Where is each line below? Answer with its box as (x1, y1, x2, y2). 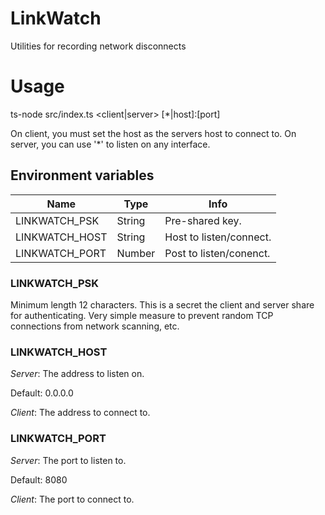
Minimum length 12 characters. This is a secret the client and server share (10, 298, 315, 311)
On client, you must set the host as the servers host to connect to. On (10, 127, 297, 139)
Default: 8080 (10, 473, 68, 486)
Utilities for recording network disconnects (10, 40, 187, 52)
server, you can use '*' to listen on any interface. (10, 138, 211, 150)
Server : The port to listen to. (10, 454, 127, 466)
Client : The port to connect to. (10, 493, 135, 505)
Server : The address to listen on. (10, 368, 145, 380)
